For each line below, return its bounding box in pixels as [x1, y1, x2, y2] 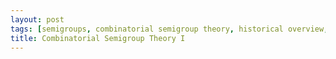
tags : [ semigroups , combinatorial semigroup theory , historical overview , [10, 24, 329, 34]
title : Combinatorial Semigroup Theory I [10, 33, 186, 43]
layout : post [10, 14, 65, 25]
